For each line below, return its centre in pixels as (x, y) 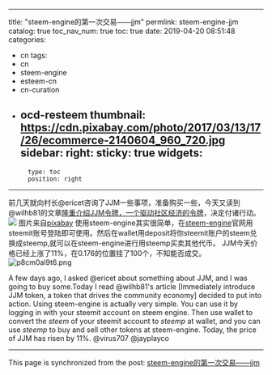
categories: (27, 40)
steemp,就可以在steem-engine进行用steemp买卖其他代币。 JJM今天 (136, 243)
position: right (55, 179)
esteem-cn (38, 81)
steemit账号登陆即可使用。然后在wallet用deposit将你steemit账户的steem (130, 232)
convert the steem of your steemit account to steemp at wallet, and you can (134, 321)
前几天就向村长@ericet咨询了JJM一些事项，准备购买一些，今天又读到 (124, 202)
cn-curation (40, 89)
